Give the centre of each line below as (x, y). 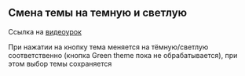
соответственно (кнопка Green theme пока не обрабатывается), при (123, 55)
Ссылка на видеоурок (45, 31)
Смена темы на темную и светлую (98, 13)
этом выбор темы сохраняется (60, 63)
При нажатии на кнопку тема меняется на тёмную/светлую (108, 47)
